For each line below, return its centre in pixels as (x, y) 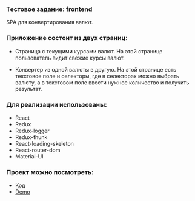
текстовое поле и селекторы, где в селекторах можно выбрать (97, 76)
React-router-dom (38, 150)
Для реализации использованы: (57, 104)
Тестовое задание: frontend (49, 9)
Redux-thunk (31, 137)
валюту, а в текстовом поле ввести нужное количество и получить (102, 82)
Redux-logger (32, 131)
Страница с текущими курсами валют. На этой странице (89, 51)
